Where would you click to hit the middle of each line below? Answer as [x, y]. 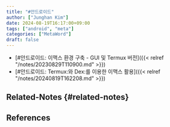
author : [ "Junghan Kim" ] [37, 17]
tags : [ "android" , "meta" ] [40, 29]
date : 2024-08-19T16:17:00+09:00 [48, 23]
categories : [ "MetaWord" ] [39, 34]
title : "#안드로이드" [30, 12]
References [28, 118]
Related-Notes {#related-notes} [68, 97]
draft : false [23, 40]
